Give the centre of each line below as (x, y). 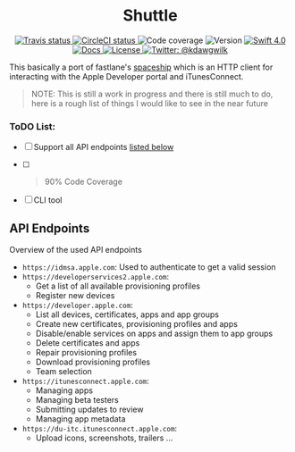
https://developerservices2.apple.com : (96, 277)
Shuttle (150, 16)
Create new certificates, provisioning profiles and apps (137, 324)
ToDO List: (33, 126)
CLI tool (48, 200)
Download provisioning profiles (93, 362)
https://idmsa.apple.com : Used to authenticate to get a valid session (149, 267)
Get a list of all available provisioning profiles (118, 286)
